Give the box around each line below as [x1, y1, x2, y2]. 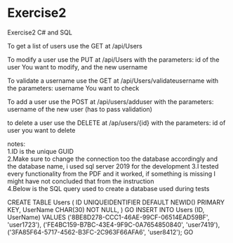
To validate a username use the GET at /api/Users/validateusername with [7, 76, 219, 85]
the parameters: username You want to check [7, 84, 140, 92]
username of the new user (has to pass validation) [7, 105, 153, 113]
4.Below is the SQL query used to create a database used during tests [7, 184, 210, 192]
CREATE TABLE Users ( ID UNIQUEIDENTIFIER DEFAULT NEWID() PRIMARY [7, 198, 225, 206]
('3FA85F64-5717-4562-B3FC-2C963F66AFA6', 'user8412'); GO [7, 228, 194, 236]
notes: [7, 139, 26, 148]
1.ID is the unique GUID [7, 147, 74, 155]
